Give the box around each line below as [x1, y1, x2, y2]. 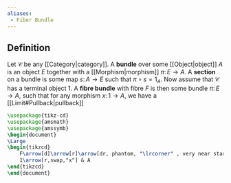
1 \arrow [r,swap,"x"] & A [19, 157, 91, 164]
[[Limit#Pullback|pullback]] [7, 99, 84, 107]
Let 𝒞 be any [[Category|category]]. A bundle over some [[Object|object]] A [7, 60, 223, 69]
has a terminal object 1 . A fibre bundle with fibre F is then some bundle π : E [7, 84, 220, 93]
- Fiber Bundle [10, 17, 54, 23]
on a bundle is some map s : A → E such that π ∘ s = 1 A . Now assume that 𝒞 [7, 75, 220, 85]
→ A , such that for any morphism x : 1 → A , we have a [7, 91, 157, 100]
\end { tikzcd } [7, 163, 45, 171]
